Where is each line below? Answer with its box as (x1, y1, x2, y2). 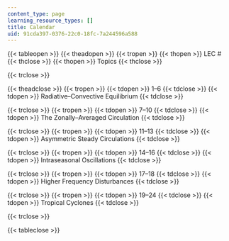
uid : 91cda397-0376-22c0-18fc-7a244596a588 (7, 30, 138, 38)
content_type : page (7, 10, 65, 18)
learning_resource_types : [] (7, 17, 94, 24)
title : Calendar (7, 23, 55, 30)
